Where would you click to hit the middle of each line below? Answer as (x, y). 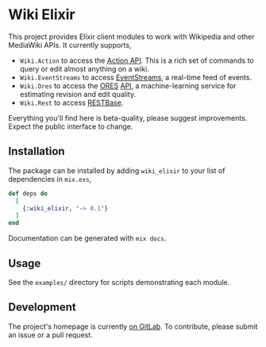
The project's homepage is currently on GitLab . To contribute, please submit (133, 326)
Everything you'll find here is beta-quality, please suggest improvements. (128, 118)
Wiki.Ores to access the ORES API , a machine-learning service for (128, 86)
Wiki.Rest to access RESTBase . (71, 102)
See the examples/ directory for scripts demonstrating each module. (119, 282)
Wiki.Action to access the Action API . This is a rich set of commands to (137, 60)
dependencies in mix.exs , (50, 179)
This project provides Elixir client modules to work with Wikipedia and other (131, 37)
